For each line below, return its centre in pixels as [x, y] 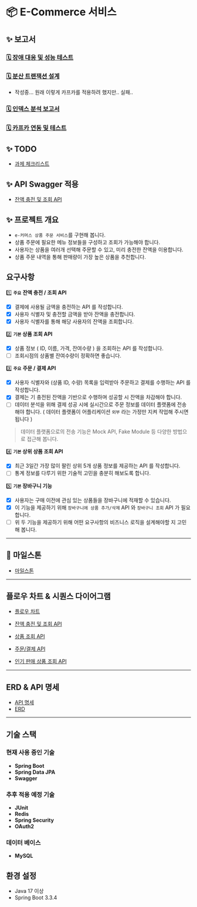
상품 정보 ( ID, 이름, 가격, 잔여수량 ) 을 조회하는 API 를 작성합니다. [89, 348]
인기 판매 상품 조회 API [40, 662]
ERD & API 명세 [33, 687]
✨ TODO [21, 149]
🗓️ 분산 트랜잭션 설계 [33, 76]
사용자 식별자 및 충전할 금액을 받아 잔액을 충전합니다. [75, 314]
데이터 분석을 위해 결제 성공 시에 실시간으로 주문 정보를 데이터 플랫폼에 [95, 404]
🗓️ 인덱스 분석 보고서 [33, 109]
